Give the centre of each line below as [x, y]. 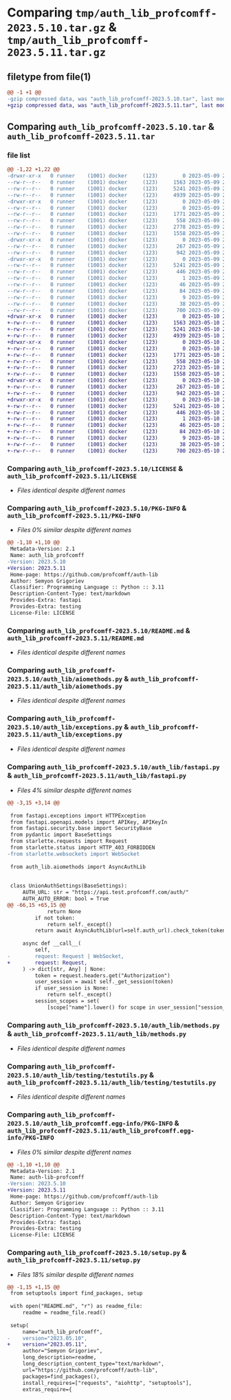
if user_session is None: [72, 988]
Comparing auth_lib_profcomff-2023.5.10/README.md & [99, 631]
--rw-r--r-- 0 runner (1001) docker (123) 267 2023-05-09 [113, 246]
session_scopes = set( [67, 1001]
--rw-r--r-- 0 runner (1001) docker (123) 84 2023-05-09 [113, 291]
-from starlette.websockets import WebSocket [73, 854]
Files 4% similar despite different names [74, 790]
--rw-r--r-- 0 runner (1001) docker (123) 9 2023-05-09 [113, 297]
